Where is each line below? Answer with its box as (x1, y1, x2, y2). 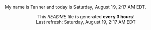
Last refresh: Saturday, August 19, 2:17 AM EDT (36, 19, 136, 25)
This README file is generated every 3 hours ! (37, 14, 135, 19)
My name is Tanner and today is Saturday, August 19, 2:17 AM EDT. (5, 4, 146, 10)
